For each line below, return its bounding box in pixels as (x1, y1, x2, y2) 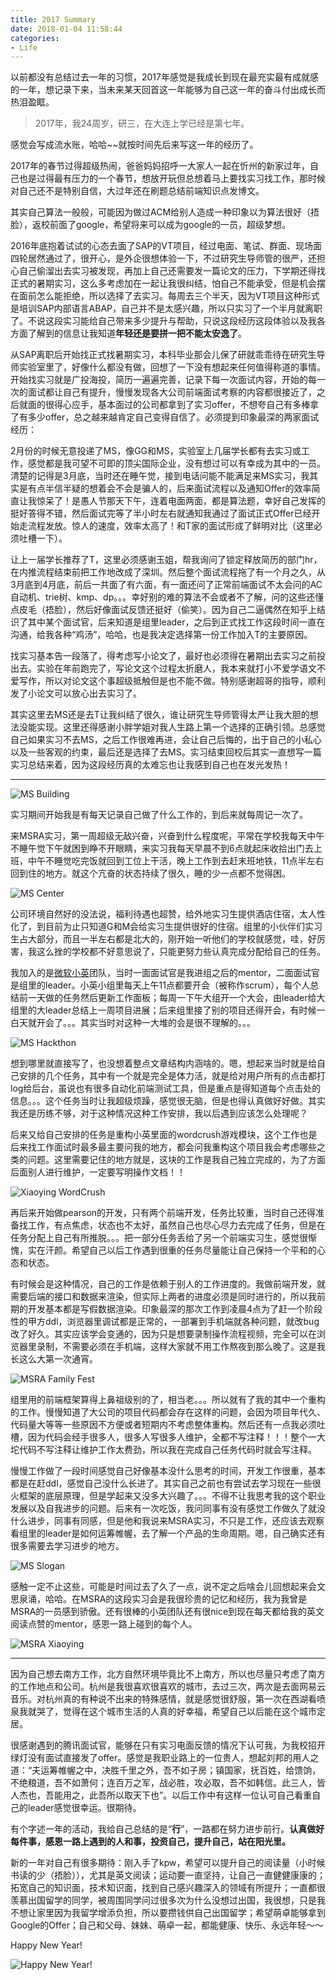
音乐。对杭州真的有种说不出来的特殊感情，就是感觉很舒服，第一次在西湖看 (10, 1693, 317, 1705)
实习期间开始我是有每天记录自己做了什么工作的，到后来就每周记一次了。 (10, 809, 308, 821)
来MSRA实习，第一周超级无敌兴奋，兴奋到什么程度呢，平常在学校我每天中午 (10, 830, 325, 842)
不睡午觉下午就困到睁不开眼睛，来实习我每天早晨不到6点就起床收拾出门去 (10, 842, 314, 855)
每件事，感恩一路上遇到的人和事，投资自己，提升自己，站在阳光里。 (10, 1836, 291, 1848)
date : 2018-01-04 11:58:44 (10, 24, 123, 34)
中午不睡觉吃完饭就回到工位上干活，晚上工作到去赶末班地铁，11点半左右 (27, 855, 325, 867)
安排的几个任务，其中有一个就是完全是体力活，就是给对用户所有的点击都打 (18, 1070, 326, 1082)
